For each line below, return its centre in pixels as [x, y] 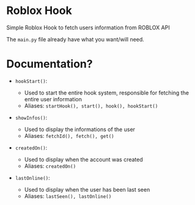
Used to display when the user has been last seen [87, 189]
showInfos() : [31, 117]
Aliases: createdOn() [50, 166]
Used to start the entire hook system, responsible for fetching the [107, 93]
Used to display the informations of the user [80, 129]
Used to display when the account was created [84, 159]
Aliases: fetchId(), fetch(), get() [69, 135]
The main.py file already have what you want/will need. [75, 39]
